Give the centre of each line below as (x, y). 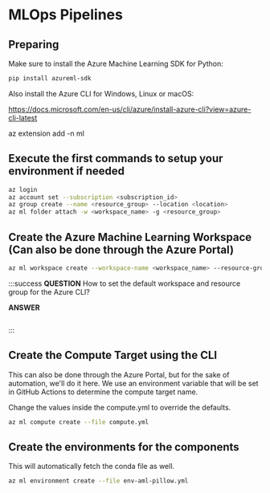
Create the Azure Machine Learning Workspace (130, 237)
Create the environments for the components (124, 447)
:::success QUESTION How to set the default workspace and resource (125, 283)
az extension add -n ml (46, 133)
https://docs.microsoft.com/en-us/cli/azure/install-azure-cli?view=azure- (130, 109)
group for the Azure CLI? (49, 291)
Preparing (34, 45)
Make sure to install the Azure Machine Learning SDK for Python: (116, 63)
